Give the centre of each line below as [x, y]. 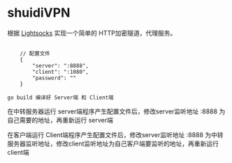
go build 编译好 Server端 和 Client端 [60, 98]
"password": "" [55, 78]
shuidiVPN [39, 13]
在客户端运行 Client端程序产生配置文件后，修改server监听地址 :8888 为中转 [115, 134]
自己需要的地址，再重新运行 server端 [60, 120]
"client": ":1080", [61, 72]
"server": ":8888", [61, 65]
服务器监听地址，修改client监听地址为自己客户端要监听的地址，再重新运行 [113, 143]
